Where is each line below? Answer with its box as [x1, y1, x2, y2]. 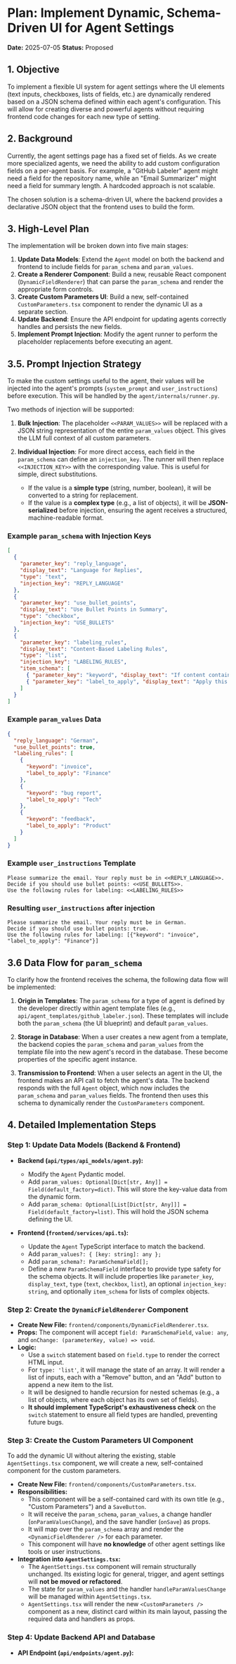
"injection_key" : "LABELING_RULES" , [20, 659, 128, 666]
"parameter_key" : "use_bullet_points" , [20, 600, 137, 607]
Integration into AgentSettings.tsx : [17, 1555, 121, 1563]
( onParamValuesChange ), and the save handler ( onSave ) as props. [27, 1517, 211, 1526]
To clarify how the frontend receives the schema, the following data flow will [7, 975, 228, 983]
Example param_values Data [7, 714, 102, 724]
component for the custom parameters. [7, 1467, 122, 1475]
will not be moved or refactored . [27, 1577, 123, 1586]
